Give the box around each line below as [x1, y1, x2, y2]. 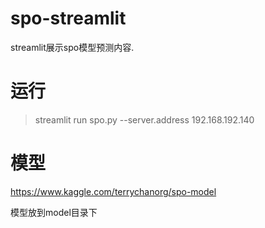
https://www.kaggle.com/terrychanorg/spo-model [10, 185, 217, 197]
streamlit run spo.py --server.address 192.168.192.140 [34, 113, 255, 126]
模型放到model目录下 [10, 206, 98, 218]
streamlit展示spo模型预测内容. [10, 41, 135, 53]
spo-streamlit [10, 7, 127, 30]
